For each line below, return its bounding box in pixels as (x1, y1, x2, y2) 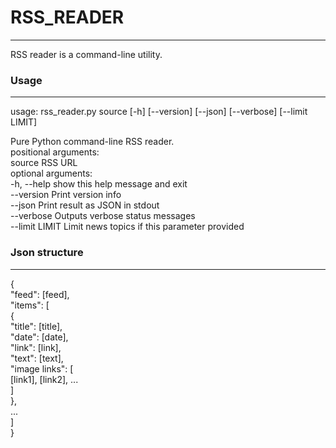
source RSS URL (10, 157, 78, 169)
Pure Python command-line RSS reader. (10, 136, 175, 148)
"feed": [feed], (10, 288, 70, 300)
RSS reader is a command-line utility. (10, 48, 163, 60)
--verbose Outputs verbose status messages (10, 210, 196, 222)
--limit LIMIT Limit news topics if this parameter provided (10, 221, 245, 233)
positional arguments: (10, 146, 100, 158)
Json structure (10, 246, 84, 260)
